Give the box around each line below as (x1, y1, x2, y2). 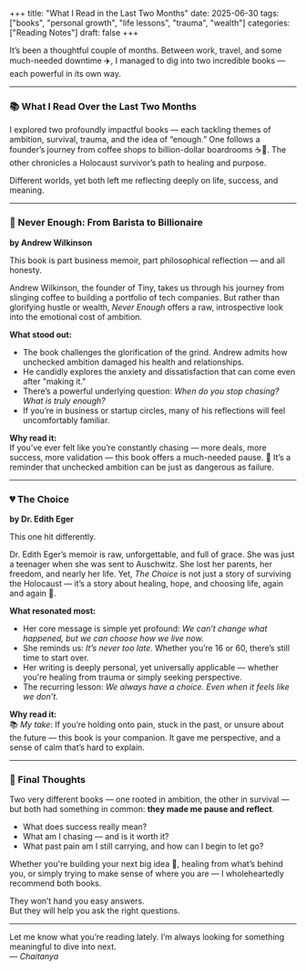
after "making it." (22, 375, 87, 386)
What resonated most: (9, 605, 97, 616)
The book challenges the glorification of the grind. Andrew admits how (22, 346, 289, 357)
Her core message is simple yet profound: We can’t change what (22, 623, 268, 634)
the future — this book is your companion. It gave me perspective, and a (9, 732, 280, 743)
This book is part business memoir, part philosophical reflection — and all (9, 255, 285, 266)
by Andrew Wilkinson (9, 237, 93, 248)
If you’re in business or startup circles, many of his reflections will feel (22, 405, 286, 416)
